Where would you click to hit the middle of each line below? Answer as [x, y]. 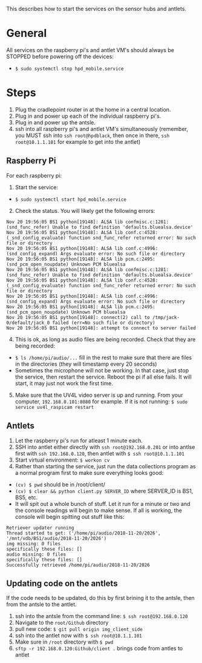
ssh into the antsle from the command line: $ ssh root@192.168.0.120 [101, 616]
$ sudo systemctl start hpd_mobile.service [71, 200]
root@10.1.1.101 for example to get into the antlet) [78, 141]
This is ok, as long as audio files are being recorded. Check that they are [105, 339]
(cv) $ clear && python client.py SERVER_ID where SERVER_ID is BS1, [104, 491]
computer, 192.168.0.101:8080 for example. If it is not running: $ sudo [101, 401]
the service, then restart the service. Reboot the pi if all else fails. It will [103, 377]
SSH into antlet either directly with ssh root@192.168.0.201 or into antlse [105, 447]
